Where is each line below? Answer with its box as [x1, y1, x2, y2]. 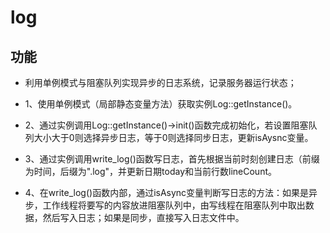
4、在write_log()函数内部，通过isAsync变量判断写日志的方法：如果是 [24, 187, 310, 198]
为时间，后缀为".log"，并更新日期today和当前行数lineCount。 [24, 166, 277, 177]
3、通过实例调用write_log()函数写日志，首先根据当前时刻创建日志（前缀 [24, 153, 320, 165]
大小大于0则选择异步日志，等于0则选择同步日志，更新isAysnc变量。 [33, 132, 314, 143]
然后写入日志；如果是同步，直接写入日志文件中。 [42, 212, 245, 223]
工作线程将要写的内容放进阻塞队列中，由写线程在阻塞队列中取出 [42, 199, 306, 211]
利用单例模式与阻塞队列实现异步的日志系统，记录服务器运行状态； [24, 77, 297, 88]
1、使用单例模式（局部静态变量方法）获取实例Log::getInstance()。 [24, 98, 298, 110]
